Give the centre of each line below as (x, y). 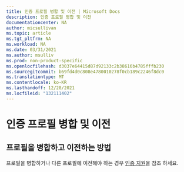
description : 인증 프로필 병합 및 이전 (49, 17)
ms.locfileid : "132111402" (39, 93)
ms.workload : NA (26, 45)
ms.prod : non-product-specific (44, 60)
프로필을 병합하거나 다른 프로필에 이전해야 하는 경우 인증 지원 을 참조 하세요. (92, 163)
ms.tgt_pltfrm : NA (29, 39)
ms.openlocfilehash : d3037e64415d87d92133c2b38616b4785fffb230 (85, 66)
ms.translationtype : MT (35, 77)
